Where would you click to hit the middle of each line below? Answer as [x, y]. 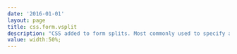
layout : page [26, 20]
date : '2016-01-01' [36, 14]
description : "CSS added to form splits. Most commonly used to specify [116, 33]
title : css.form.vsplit [42, 27]
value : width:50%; [34, 40]
